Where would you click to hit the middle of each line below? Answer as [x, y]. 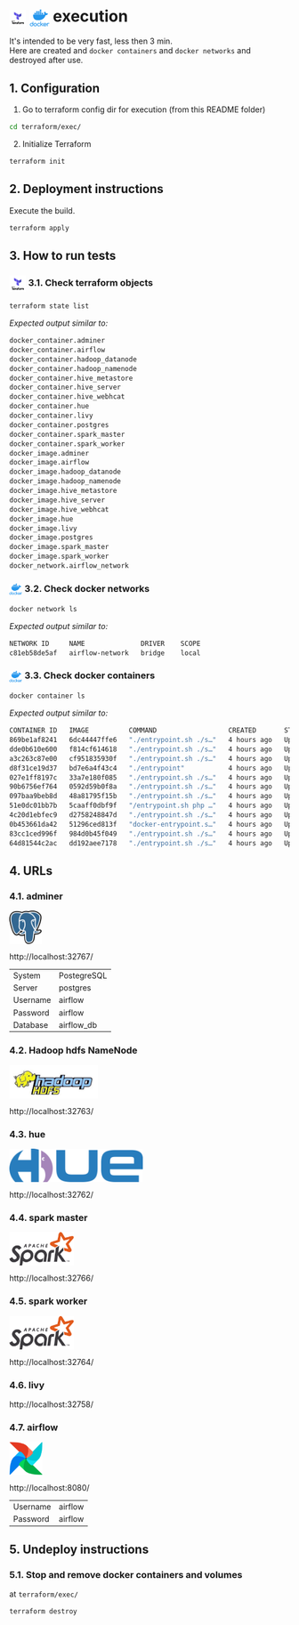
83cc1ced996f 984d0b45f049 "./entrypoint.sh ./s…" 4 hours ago [141, 834]
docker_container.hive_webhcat [67, 397]
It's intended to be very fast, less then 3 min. [91, 41]
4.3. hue [28, 1134]
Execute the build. [42, 210]
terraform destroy [43, 1612]
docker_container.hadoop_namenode [73, 368]
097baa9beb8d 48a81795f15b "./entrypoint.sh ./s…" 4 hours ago [141, 796]
